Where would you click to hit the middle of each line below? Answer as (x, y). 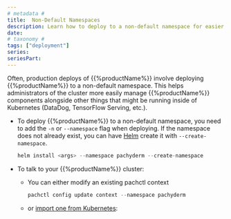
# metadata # (26, 13)
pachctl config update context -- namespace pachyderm (107, 195)
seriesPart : (24, 59)
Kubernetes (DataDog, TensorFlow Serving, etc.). (77, 107)
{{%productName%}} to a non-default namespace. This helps (95, 85)
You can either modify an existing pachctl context (98, 182)
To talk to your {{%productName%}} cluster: (81, 169)
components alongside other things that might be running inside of (102, 100)
